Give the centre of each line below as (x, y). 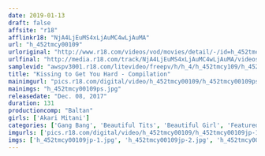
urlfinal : (24, 60)
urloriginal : (30, 52)
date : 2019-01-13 (37, 15)
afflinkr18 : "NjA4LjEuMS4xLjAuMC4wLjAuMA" (79, 37)
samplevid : (26, 67)
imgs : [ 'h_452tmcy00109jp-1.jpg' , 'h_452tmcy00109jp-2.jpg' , (111, 140)
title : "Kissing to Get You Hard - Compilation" (90, 74)
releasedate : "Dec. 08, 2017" (58, 96)
